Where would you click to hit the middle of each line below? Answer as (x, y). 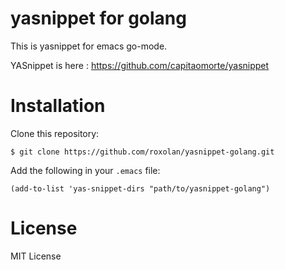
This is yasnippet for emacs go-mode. (89, 46)
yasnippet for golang (98, 18)
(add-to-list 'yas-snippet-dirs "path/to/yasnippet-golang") (140, 188)
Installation (58, 106)
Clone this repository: (55, 133)
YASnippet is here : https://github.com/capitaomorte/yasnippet (140, 65)
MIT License (36, 256)
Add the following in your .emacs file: (85, 170)
